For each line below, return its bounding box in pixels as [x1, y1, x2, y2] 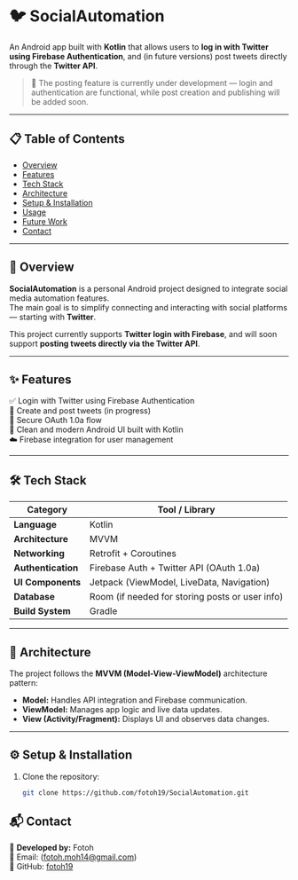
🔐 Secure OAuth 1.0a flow [9, 415, 102, 426]
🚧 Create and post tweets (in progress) [9, 405, 152, 416]
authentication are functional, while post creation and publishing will [30, 87, 280, 98]
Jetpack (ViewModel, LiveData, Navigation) [89, 577, 271, 589]
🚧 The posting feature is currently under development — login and [30, 77, 273, 88]
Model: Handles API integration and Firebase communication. [21, 695, 247, 705]
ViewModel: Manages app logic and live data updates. [21, 704, 223, 714]
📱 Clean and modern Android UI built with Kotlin [9, 424, 184, 435]
